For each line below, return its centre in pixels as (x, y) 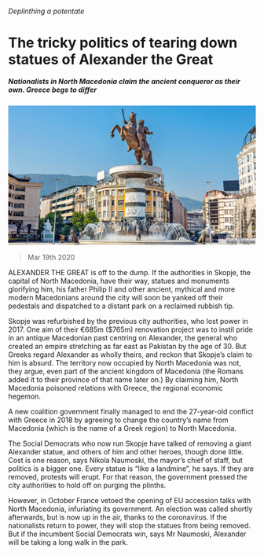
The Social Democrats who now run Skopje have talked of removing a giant (130, 443)
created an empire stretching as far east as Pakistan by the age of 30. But (127, 347)
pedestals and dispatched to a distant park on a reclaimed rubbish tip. (121, 306)
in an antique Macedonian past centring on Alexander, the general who (123, 338)
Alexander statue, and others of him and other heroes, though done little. (126, 452)
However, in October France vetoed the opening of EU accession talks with (130, 501)
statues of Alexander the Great (111, 59)
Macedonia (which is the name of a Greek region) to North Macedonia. (123, 428)
